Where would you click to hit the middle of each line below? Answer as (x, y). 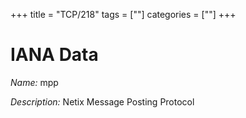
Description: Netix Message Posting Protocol (102, 101)
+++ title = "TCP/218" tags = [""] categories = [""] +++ (123, 14)
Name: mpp (34, 82)
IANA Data (54, 55)
